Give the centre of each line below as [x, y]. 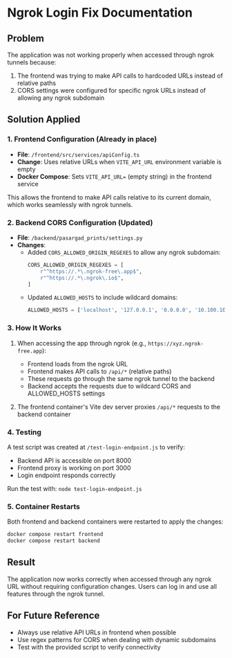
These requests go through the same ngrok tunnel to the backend [121, 378]
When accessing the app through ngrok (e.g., [82, 343]
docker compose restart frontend [55, 535]
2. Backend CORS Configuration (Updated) [80, 222]
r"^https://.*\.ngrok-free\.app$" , [91, 272]
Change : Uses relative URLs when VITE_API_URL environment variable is [119, 161]
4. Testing [24, 432]
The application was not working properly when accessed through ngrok [110, 55]
